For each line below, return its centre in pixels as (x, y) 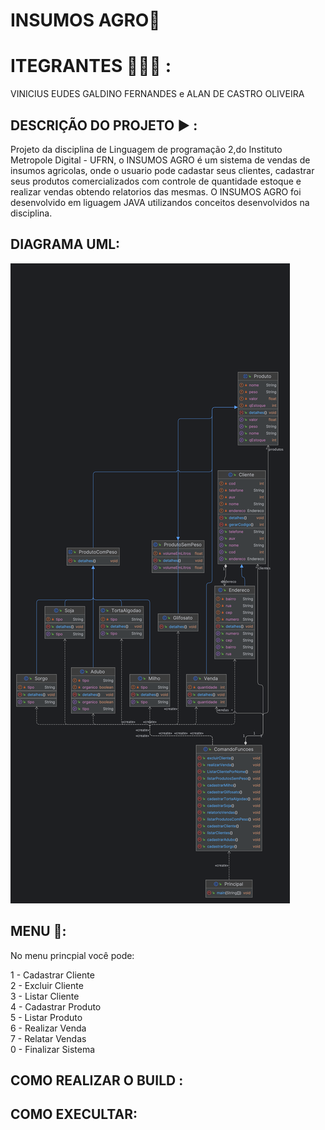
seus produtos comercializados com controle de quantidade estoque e (156, 181)
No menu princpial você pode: (72, 955)
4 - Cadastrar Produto (56, 1006)
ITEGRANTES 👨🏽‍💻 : (91, 66)
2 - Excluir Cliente (47, 985)
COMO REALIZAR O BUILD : (97, 1080)
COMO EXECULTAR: (74, 1114)
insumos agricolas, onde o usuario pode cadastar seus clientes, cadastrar (162, 170)
